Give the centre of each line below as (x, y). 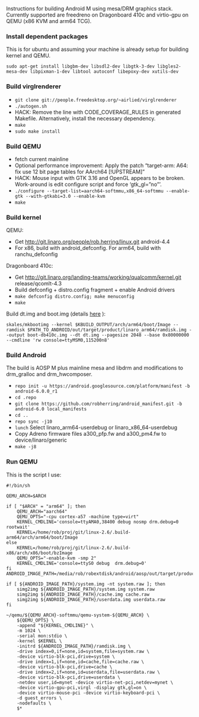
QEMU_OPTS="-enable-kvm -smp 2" (57, 558)
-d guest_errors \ (39, 698)
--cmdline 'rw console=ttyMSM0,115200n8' (58, 340)
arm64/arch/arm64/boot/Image (42, 537)
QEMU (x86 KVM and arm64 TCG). (49, 21)
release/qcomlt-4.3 (38, 284)
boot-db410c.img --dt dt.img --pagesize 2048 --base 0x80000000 (108, 335)
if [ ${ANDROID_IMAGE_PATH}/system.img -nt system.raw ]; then (86, 584)
